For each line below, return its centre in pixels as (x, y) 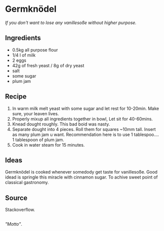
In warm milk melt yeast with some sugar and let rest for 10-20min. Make (85, 108)
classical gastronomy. (27, 182)
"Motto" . (14, 224)
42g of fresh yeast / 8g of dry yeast (48, 65)
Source (16, 198)
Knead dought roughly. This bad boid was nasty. (61, 124)
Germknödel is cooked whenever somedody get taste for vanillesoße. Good (81, 172)
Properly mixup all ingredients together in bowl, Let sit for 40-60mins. (82, 119)
